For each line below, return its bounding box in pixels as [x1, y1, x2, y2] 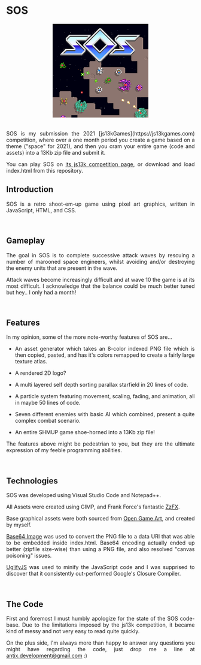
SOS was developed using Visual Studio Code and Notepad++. [6, 492, 162, 499]
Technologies [6, 476, 59, 486]
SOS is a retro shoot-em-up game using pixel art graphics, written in [6, 200, 195, 207]
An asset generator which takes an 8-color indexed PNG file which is [14, 345, 195, 353]
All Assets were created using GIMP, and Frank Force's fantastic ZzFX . [6, 503, 181, 510]
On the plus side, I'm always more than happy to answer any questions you [6, 639, 195, 646]
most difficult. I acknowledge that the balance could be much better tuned [6, 282, 195, 290]
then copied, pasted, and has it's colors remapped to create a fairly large [14, 351, 195, 359]
